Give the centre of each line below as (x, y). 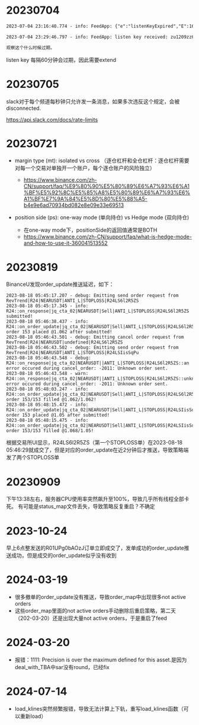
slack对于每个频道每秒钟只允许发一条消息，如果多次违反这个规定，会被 (93, 101)
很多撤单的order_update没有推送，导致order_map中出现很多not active (100, 597)
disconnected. (24, 108)
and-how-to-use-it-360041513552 (65, 243)
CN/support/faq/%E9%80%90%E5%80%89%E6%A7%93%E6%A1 (107, 186)
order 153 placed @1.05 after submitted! (58, 415)
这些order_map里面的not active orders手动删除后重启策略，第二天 (95, 611)
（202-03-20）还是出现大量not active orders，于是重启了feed (91, 618)
